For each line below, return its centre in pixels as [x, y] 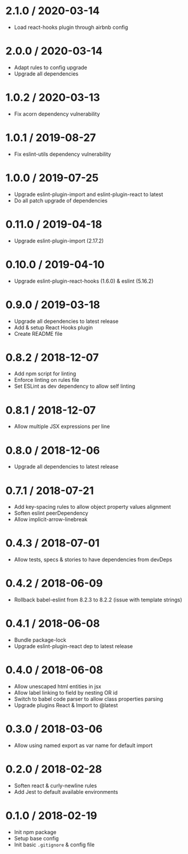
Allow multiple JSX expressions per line [62, 427]
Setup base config [37, 838]
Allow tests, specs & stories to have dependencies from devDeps [93, 559]
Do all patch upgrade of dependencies [61, 200]
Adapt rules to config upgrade [51, 67]
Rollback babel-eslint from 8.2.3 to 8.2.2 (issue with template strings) [98, 600]
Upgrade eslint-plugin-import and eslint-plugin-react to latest [88, 194]
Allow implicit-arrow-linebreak [51, 519]
